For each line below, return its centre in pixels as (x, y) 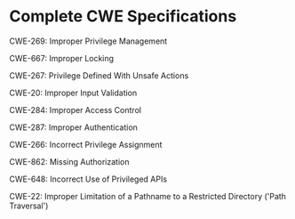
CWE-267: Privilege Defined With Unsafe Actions (99, 75)
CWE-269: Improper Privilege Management (88, 41)
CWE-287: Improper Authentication (73, 127)
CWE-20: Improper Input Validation (73, 93)
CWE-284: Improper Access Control (76, 109)
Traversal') (29, 206)
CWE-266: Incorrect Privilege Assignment (86, 144)
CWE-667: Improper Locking (61, 58)
